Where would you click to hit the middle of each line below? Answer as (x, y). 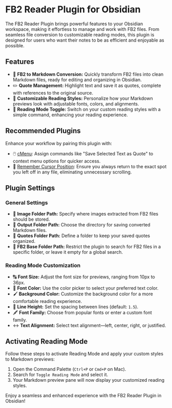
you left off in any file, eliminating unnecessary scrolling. (72, 172)
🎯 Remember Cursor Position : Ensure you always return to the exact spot (90, 166)
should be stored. (31, 219)
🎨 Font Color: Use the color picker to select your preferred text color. (85, 288)
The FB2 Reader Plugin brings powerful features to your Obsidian (74, 24)
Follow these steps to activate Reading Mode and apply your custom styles (84, 354)
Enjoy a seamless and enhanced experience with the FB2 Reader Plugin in (83, 396)
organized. (24, 241)
